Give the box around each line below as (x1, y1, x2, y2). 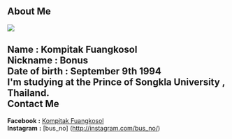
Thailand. (7, 87, 50, 99)
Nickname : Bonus (7, 55, 89, 67)
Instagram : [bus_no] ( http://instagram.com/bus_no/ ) (7, 124, 161, 132)
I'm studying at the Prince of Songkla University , (7, 76, 226, 88)
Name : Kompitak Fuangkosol (7, 44, 138, 56)
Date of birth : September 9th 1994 (7, 65, 162, 77)
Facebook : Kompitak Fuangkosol (7, 116, 104, 124)
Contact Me (7, 98, 59, 110)
